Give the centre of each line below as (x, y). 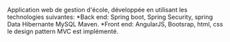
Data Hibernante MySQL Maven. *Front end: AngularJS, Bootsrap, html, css (115, 24)
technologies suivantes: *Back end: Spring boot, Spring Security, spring (110, 17)
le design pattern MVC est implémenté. (63, 31)
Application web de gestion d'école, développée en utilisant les (97, 10)
